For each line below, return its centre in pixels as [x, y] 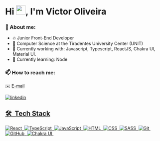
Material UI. [24, 54]
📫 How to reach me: [30, 73]
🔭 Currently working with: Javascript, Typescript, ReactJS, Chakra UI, [84, 49]
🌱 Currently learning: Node [40, 59]
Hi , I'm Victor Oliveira [56, 12]
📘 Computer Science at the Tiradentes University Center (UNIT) [78, 44]
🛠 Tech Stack [28, 114]
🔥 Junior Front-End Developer [43, 38]
